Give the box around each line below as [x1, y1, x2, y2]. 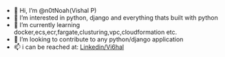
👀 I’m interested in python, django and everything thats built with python [13, 14, 218, 22]
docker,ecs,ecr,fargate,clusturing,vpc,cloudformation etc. [13, 28, 178, 36]
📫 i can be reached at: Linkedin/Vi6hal [13, 43, 125, 51]
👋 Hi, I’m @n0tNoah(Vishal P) [13, 7, 97, 14]
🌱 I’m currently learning [13, 21, 81, 28]
